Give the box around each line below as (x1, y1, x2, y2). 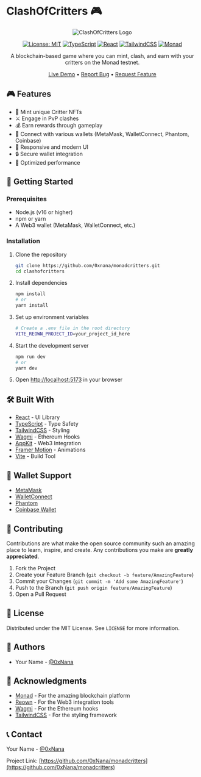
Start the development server (15, 342, 90, 349)
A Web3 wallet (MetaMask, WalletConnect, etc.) (15, 221, 136, 229)
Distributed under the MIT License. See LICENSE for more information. (6, 624, 180, 631)
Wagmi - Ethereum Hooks (15, 433, 80, 440)
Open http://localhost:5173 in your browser (15, 376, 123, 384)
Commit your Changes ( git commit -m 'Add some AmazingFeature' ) (15, 577, 184, 585)
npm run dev (15, 354, 46, 360)
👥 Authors (6, 642, 46, 653)
